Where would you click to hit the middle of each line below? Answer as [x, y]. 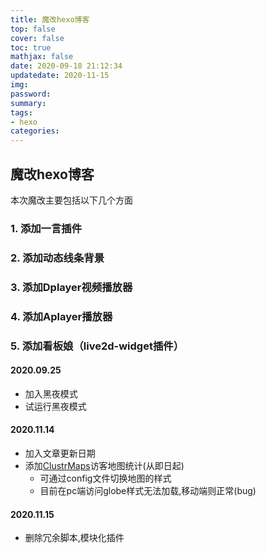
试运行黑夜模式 [55, 406]
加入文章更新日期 [60, 453]
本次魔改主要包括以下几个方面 [71, 200]
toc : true [31, 47]
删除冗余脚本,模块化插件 [74, 538]
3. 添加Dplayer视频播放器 [71, 287]
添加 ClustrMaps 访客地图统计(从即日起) [104, 465]
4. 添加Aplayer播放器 [61, 316]
